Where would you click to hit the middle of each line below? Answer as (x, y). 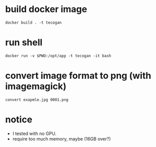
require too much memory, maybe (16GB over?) (62, 138)
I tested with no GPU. (34, 133)
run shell (24, 42)
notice (19, 119)
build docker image (46, 9)
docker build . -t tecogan (33, 23)
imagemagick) (36, 87)
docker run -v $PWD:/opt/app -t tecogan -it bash (58, 56)
